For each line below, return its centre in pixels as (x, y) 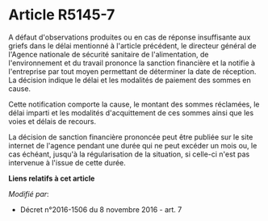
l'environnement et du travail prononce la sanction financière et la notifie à (132, 63)
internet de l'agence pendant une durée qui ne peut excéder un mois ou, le (133, 145)
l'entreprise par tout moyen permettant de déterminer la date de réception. (132, 71)
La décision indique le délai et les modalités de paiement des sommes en (130, 80)
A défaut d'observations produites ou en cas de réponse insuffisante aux (130, 37)
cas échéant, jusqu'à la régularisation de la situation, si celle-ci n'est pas (129, 154)
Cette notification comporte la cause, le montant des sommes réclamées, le (134, 104)
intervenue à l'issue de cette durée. (67, 162)
